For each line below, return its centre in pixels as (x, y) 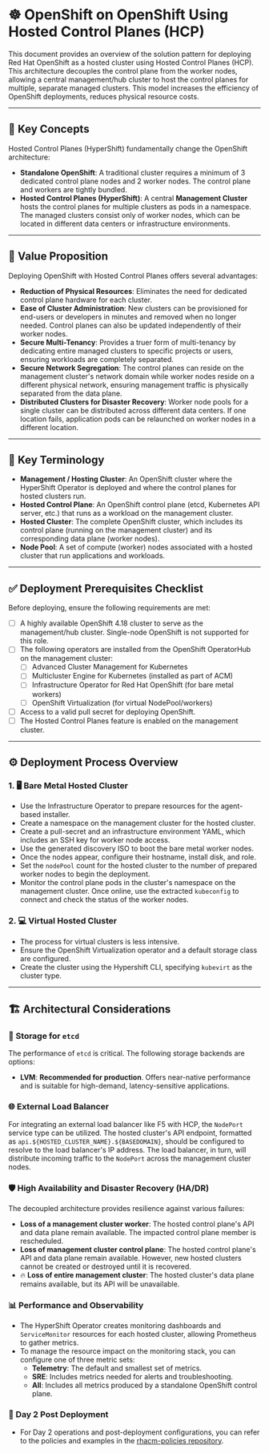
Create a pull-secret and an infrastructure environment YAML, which (132, 831)
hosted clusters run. (53, 496)
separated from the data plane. (71, 393)
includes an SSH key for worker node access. (95, 840)
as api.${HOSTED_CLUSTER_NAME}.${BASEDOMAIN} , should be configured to (126, 1141)
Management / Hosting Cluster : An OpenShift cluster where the (126, 479)
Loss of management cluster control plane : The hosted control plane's (138, 1249)
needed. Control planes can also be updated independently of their (130, 325)
